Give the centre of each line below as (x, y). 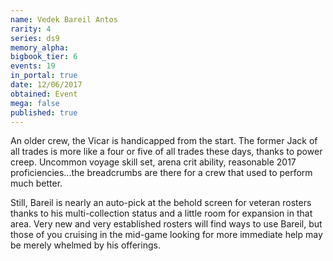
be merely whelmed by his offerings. (85, 245)
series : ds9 (35, 38)
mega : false (35, 103)
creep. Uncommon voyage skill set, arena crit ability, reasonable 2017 (153, 162)
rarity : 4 (31, 29)
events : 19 (33, 66)
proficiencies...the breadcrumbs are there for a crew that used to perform (161, 173)
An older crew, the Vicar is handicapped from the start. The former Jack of (164, 141)
